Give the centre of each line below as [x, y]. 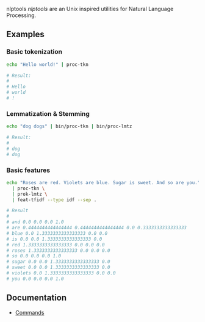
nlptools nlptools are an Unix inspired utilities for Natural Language [90, 9]
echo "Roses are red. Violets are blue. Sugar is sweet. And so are [95, 182]
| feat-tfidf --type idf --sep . [54, 200]
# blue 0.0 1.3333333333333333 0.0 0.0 [57, 233]
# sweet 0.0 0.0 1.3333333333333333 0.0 [59, 268]
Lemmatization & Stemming [48, 113]
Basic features [28, 170]
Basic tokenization [34, 52]
